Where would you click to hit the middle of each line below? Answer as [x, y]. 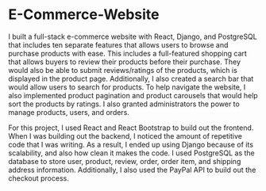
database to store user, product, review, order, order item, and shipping [125, 161]
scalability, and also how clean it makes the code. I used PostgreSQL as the [132, 153]
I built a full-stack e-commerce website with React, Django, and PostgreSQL [133, 36]
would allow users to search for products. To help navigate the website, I [127, 87]
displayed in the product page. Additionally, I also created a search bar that [131, 78]
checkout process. [39, 178]
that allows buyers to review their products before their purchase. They [124, 62]
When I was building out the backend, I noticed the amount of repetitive [125, 136]
